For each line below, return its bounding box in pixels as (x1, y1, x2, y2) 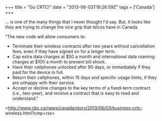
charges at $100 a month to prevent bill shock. (12, 59, 107, 64)
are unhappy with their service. (12, 80, 75, 86)
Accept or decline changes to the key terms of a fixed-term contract (12, 85, 151, 91)
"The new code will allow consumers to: (5, 34, 86, 39)
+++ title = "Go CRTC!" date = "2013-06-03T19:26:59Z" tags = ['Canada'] (5, 4, 155, 10)
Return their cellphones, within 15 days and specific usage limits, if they (12, 75, 157, 80)
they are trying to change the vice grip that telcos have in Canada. (5, 24, 139, 30)
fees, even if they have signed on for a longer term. (12, 49, 116, 54)
